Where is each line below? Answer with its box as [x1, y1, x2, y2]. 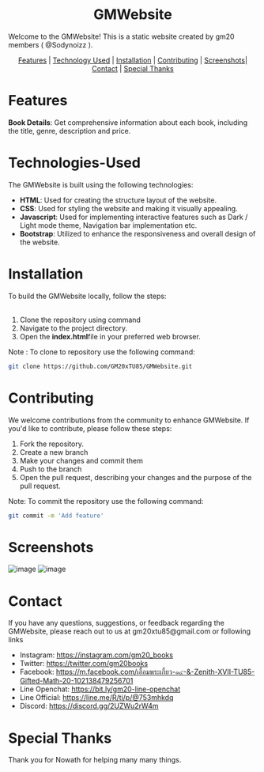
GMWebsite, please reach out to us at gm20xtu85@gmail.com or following [8, 626, 251, 636]
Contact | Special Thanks [92, 63, 174, 73]
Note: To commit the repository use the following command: [8, 496, 204, 505]
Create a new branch [19, 447, 89, 456]
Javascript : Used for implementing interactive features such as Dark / [19, 212, 248, 221]
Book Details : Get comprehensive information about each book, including [8, 117, 247, 127]
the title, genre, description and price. [8, 126, 131, 135]
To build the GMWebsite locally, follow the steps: [8, 291, 167, 301]
